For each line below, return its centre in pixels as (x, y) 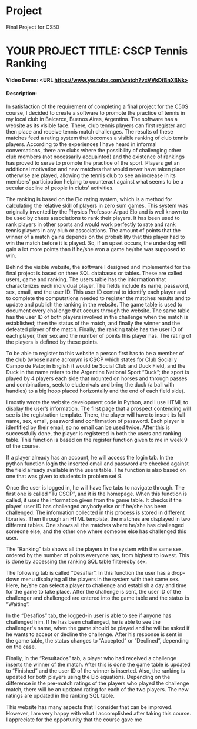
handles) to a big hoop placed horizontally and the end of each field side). (96, 391)
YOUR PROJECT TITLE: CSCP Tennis (97, 51)
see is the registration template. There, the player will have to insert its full (96, 415)
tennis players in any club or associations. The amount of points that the (94, 230)
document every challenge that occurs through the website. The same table (98, 311)
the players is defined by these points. (52, 342)
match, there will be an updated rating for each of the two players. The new (98, 689)
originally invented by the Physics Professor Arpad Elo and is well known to (97, 212)
